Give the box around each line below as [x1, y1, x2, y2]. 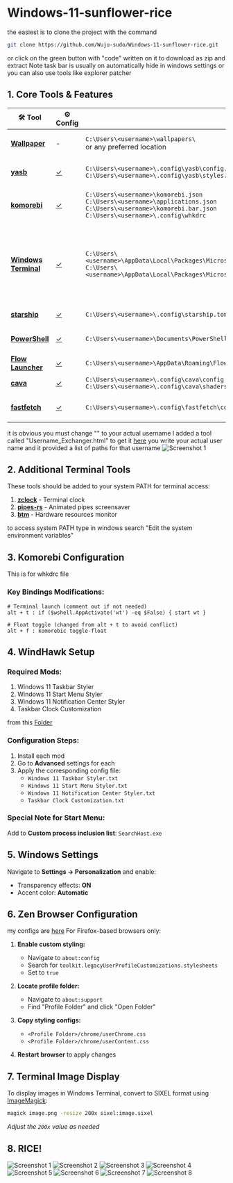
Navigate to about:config [27, 954, 100, 962]
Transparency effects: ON [17, 881, 92, 889]
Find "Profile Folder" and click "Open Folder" [27, 1002, 156, 1011]
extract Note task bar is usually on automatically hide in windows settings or [7, 61, 225, 69]
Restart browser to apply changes [17, 1050, 116, 1059]
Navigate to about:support [27, 995, 103, 1004]
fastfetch [10, 402, 42, 412]
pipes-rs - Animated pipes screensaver [17, 503, 130, 511]
